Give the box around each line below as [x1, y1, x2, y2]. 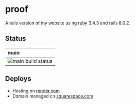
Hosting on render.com [12, 88, 60, 94]
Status [5, 34, 26, 43]
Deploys [5, 75, 31, 83]
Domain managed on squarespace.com [12, 93, 94, 99]
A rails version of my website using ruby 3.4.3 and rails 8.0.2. [5, 20, 131, 26]
